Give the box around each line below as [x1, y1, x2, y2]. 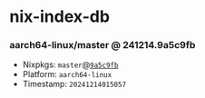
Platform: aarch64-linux [22, 69, 112, 80]
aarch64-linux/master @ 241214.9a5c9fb [9, 39, 196, 52]
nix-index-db [9, 6, 111, 27]
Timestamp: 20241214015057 [22, 79, 127, 90]
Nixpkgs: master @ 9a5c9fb [22, 59, 119, 70]
